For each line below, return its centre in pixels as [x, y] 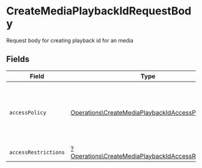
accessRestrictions [37, 152]
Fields [18, 59]
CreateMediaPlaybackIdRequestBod [99, 11]
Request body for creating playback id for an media [70, 40]
